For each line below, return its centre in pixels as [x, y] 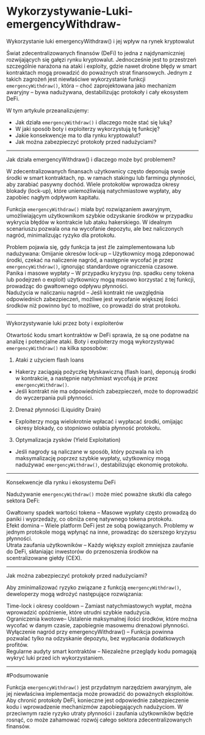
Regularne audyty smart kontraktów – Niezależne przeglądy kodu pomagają [102, 651]
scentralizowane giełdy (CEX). [44, 558]
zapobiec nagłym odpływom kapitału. [53, 197]
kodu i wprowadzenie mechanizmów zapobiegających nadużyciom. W [95, 707]
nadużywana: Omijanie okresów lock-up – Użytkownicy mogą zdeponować [101, 253]
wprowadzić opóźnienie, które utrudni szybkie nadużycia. [79, 612]
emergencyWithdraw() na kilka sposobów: [57, 348]
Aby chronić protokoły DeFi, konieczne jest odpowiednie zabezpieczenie [98, 700]
